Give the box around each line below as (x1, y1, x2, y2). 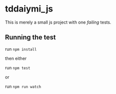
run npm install (5, 46, 37, 52)
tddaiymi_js (5, 3, 53, 14)
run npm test (5, 65, 30, 70)
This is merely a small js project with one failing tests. (5, 19, 112, 25)
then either (5, 55, 27, 61)
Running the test (5, 33, 56, 41)
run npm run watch (5, 83, 41, 89)
